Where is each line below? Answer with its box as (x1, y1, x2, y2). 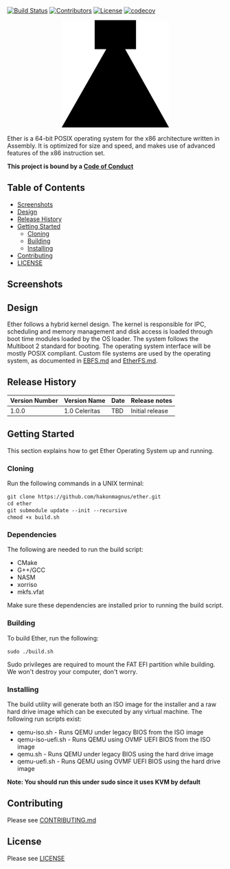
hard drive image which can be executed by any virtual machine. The (7, 708, 203, 716)
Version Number (10, 397, 58, 405)
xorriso (16, 581, 38, 589)
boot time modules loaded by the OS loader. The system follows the (7, 335, 199, 343)
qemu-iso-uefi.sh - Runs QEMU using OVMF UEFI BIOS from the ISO (16, 735, 211, 744)
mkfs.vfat (16, 588, 45, 596)
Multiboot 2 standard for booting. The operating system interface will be (7, 342, 211, 350)
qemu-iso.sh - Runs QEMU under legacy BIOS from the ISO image (16, 728, 204, 737)
